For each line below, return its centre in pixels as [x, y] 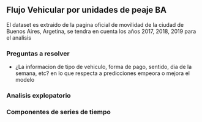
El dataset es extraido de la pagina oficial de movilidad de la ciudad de [95, 24]
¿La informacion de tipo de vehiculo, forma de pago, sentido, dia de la [103, 67]
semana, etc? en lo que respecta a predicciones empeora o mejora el [102, 73]
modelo [25, 80]
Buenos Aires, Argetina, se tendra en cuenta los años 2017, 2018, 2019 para [101, 31]
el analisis [19, 38]
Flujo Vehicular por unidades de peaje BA [87, 10]
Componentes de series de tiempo [59, 112]
